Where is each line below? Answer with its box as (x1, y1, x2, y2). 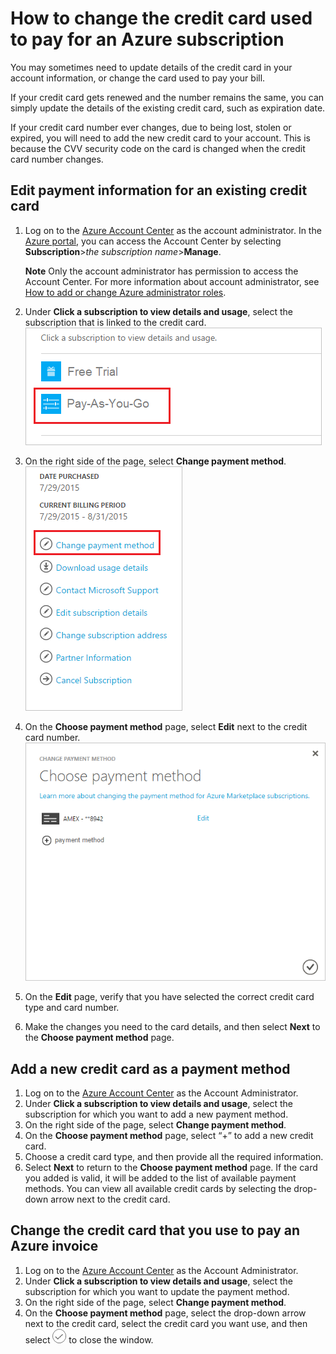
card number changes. (10, 153, 104, 165)
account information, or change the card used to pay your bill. (10, 72, 266, 84)
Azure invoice (10, 1238, 99, 1255)
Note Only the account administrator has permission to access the (24, 265, 299, 277)
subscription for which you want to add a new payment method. (24, 1108, 289, 1120)
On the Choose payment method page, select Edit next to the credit (24, 720, 308, 732)
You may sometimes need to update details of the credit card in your (10, 61, 293, 73)
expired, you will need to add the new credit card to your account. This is (10, 132, 311, 144)
